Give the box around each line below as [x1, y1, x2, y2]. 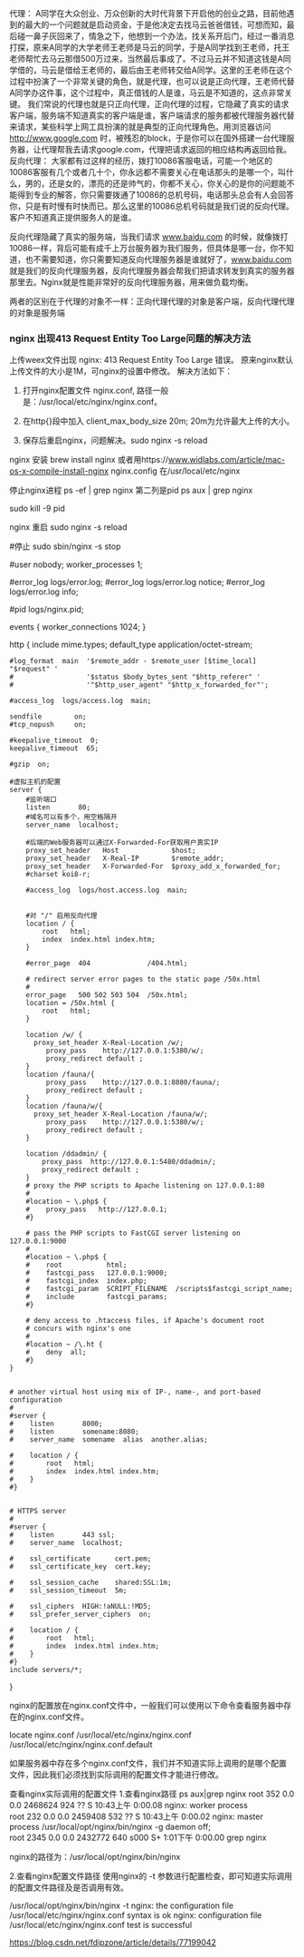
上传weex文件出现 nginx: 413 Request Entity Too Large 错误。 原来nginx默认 [9, 355, 294, 366]
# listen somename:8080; [9, 1427, 140, 1436]
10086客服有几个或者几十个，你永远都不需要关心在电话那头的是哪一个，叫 [9, 167, 287, 177]
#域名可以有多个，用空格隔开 [25, 813, 118, 822]
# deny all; [25, 1348, 88, 1357]
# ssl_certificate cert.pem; [9, 1554, 152, 1563]
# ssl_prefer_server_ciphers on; [9, 1610, 152, 1619]
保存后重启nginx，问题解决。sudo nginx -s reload [22, 435, 208, 446]
